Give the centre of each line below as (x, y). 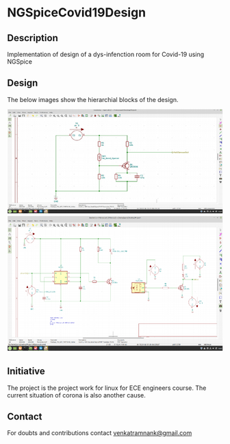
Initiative (26, 371)
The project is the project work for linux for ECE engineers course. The (107, 388)
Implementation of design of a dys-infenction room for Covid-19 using (106, 54)
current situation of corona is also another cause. (76, 395)
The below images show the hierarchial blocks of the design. (93, 99)
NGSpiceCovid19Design (77, 13)
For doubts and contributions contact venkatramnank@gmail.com (100, 433)
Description (33, 38)
